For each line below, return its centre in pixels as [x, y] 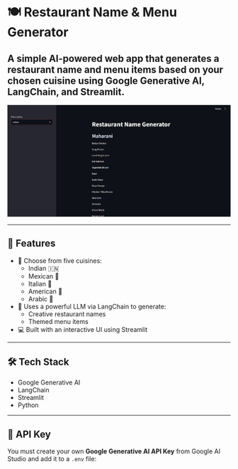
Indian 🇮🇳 [44, 268]
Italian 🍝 [40, 284]
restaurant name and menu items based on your [115, 69]
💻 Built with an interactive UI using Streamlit [83, 329]
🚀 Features [32, 243]
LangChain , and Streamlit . [66, 92]
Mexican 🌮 [44, 276]
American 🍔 [45, 291]
